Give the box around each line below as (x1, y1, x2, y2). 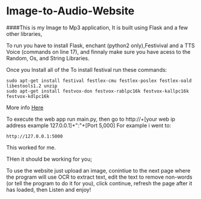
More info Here (6, 103, 44, 111)
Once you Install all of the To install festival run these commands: (6, 66, 167, 73)
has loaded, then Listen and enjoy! (6, 186, 91, 193)
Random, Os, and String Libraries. (6, 54, 90, 62)
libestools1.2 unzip (6, 82, 58, 89)
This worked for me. (6, 143, 56, 151)
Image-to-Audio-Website (6, 4, 135, 18)
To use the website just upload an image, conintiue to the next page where (6, 167, 191, 174)
